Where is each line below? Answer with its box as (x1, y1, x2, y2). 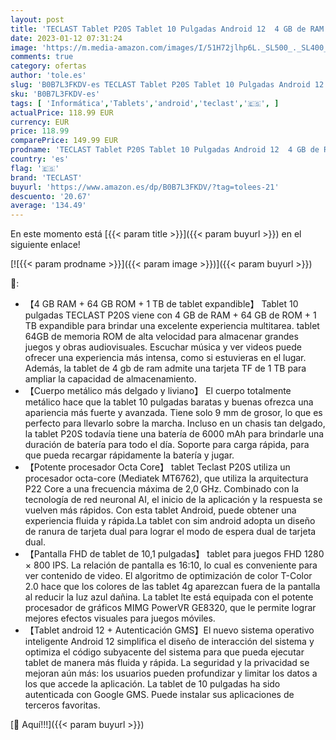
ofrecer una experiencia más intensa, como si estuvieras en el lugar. (24, 352, 307, 364)
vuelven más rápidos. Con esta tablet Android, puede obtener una (24, 504, 297, 516)
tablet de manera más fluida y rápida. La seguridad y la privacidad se (24, 657, 310, 669)
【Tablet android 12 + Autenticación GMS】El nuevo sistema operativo (24, 624, 315, 636)
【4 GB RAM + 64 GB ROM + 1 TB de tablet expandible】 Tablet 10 (24, 298, 299, 310)
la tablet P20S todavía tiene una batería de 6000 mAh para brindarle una (24, 428, 325, 440)
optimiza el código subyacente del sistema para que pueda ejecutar (24, 646, 305, 658)
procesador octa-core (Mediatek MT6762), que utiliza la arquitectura (24, 472, 309, 485)
